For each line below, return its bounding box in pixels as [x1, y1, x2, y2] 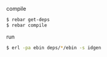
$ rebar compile [6, 22, 47, 28]
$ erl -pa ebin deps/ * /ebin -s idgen [6, 44, 102, 50]
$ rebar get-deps [6, 17, 50, 23]
